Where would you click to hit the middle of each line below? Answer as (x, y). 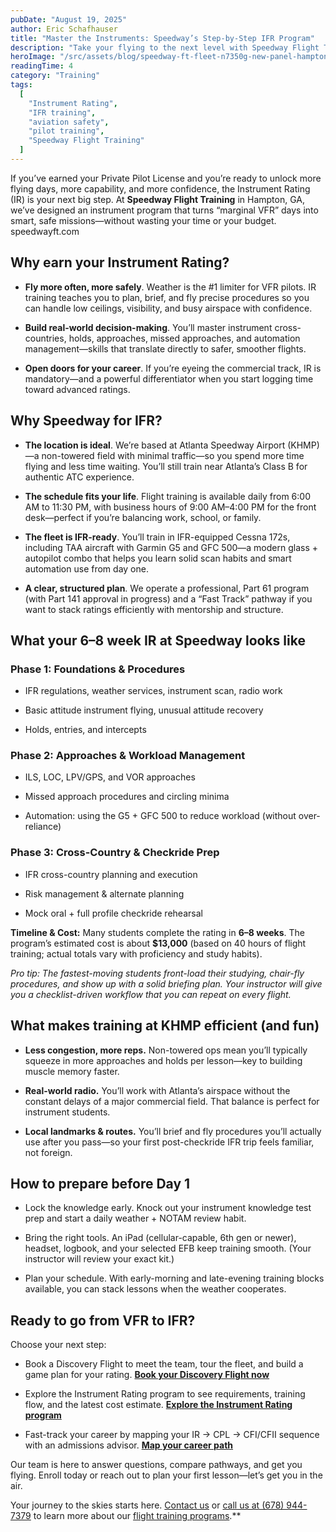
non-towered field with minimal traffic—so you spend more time (173, 455)
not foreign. (48, 1152)
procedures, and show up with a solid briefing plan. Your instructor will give (166, 983)
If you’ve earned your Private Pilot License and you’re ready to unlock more (166, 178)
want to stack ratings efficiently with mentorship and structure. (154, 609)
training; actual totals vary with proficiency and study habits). (136, 953)
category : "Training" (55, 76)
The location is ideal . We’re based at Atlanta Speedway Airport (155, 445)
